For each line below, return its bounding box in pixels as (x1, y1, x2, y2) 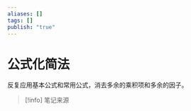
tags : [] (7, 17, 33, 24)
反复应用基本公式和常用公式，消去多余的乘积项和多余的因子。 (7, 81, 188, 89)
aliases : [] (7, 10, 43, 18)
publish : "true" (7, 23, 55, 30)
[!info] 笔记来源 (24, 96, 70, 105)
